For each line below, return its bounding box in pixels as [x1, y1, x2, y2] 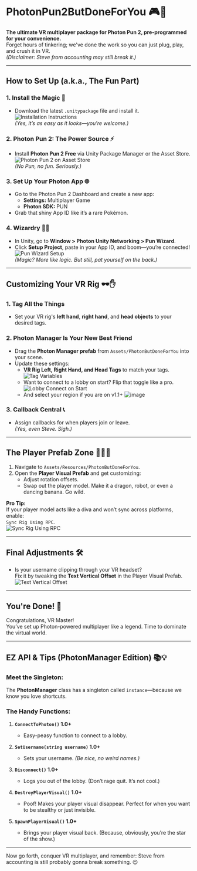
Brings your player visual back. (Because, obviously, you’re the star [23, 829, 186, 836]
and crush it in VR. [6, 47, 51, 54]
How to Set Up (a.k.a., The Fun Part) [6, 76, 140, 86]
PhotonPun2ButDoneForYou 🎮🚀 [6, 5, 167, 19]
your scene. [14, 353, 44, 360]
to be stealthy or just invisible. [23, 806, 96, 813]
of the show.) [23, 835, 56, 843]
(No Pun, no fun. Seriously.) [14, 163, 82, 170]
